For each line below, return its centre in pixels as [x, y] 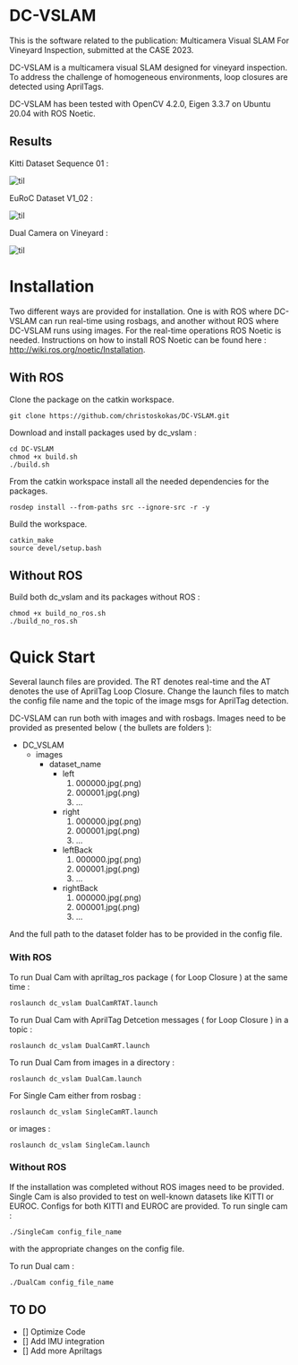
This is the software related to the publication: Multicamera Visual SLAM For [149, 40]
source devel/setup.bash [55, 548]
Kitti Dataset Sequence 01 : [59, 163]
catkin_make [31, 540]
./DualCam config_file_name [62, 1282]
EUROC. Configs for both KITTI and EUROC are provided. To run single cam [149, 1206]
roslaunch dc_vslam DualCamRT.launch [80, 1046]
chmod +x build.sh [43, 457]
